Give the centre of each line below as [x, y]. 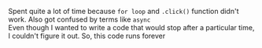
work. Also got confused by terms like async [79, 19]
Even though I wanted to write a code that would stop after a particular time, [131, 27]
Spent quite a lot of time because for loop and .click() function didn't [124, 11]
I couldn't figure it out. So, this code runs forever [87, 36]
